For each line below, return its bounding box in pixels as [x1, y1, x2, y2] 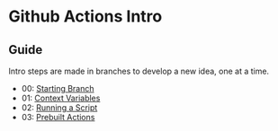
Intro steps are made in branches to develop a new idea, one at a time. [8, 65, 270, 76]
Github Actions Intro [8, 6, 163, 27]
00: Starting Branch [21, 83, 95, 93]
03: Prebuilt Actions [21, 112, 95, 122]
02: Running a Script [21, 102, 98, 113]
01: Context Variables [21, 92, 101, 103]
